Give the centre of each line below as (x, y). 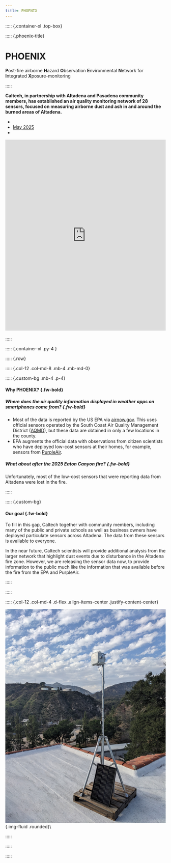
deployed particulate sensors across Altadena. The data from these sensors (85, 536)
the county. (24, 436)
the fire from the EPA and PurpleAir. (42, 572)
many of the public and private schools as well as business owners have (81, 530)
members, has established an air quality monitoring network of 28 (77, 101)
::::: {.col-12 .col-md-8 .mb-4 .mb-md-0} (48, 368)
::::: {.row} (16, 358)
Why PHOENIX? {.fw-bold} (34, 390)
